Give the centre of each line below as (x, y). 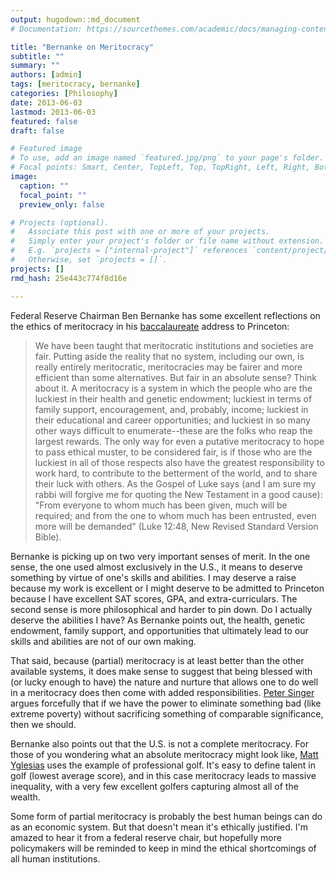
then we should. (43, 724)
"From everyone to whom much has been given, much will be (161, 505)
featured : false (44, 121)
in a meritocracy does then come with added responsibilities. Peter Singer (162, 692)
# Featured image (46, 149)
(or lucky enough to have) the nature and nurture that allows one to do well (164, 682)
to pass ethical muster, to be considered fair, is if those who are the (173, 452)
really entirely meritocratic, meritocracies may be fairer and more (168, 367)
